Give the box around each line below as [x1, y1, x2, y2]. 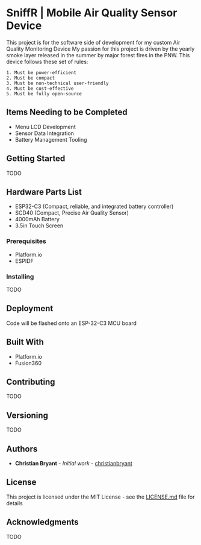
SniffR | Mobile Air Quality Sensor [6, 6, 178, 20]
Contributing [6, 377, 55, 387]
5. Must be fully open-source [6, 90, 82, 96]
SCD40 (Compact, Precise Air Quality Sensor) [14, 209, 129, 216]
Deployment [6, 303, 54, 313]
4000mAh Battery [14, 216, 60, 223]
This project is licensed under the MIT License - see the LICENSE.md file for [6, 493, 195, 500]
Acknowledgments [6, 517, 79, 528]
